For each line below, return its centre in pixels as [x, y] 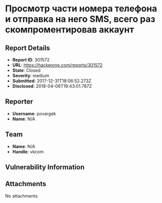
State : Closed [26, 70]
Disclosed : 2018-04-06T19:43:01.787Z [52, 86]
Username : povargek [34, 113]
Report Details [28, 48]
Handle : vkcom [28, 152]
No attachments [22, 196]
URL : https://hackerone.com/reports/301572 [57, 65]
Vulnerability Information [45, 167]
